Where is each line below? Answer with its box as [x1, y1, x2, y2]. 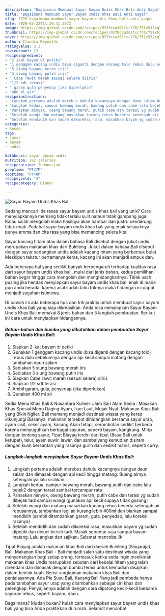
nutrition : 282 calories [5, 158, 56, 163]
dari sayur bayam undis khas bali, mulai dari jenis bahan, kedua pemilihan [5, 269, 154, 275]
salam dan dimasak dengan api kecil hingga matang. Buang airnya [12, 471, 146, 477]
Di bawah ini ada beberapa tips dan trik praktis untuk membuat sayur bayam [5, 300, 160, 305]
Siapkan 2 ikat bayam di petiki [12, 344, 73, 350]
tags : [5, 131, 16, 136]
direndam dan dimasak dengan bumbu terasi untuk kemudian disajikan [5, 564, 148, 570]
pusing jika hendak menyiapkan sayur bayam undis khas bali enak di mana [5, 279, 156, 285]
